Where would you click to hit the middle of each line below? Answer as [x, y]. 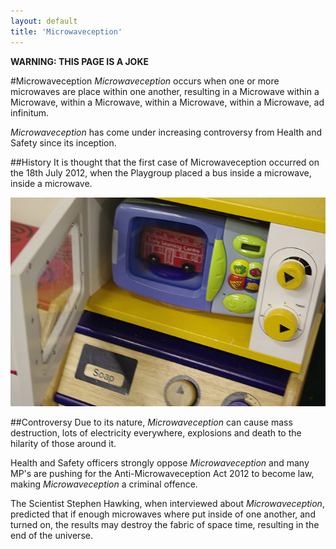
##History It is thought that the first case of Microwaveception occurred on [165, 162]
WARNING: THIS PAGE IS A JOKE [79, 61]
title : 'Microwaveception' [66, 31]
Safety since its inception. [63, 142]
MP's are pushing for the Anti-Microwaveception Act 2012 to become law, [162, 474]
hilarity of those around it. [63, 444]
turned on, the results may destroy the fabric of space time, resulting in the [165, 525]
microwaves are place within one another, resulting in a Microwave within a [165, 91]
